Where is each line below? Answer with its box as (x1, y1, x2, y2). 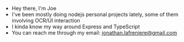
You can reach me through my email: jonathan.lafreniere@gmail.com (11, 29, 178, 36)
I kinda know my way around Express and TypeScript (11, 23, 140, 30)
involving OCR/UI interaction (11, 17, 80, 24)
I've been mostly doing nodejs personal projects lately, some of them (11, 11, 179, 18)
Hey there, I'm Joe (11, 5, 57, 12)
